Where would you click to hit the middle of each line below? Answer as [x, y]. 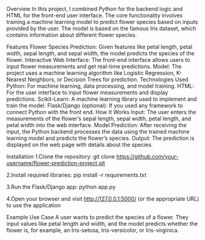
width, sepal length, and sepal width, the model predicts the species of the [100, 53]
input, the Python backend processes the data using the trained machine [98, 132]
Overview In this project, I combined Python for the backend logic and [95, 9]
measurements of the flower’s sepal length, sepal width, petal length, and [99, 118]
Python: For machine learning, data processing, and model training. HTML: [100, 86]
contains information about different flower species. [72, 35]
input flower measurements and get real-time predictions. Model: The [94, 66]
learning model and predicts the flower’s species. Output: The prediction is [100, 138]
